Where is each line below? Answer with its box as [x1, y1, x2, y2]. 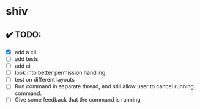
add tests [14, 55, 39, 63]
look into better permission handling [14, 69, 106, 77]
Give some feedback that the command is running [14, 96, 141, 104]
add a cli [14, 49, 37, 55]
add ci [14, 62, 31, 69]
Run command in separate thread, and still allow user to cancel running [14, 83, 194, 90]
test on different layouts [14, 76, 75, 83]
